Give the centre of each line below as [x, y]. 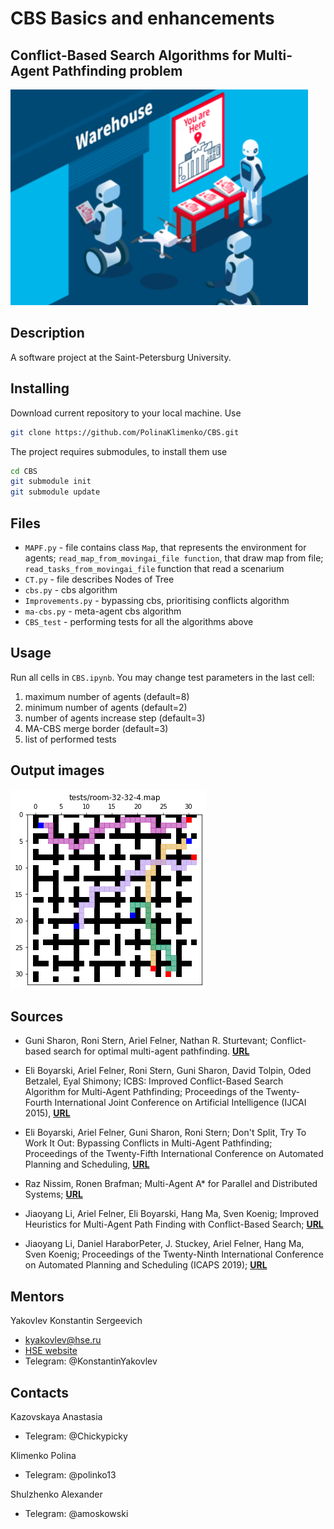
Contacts [40, 1392]
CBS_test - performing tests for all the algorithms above [139, 621]
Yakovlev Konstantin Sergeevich [76, 1321]
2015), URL [47, 1113]
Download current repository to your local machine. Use [126, 413]
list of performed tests [70, 739]
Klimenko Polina [43, 1455]
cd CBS [24, 471]
